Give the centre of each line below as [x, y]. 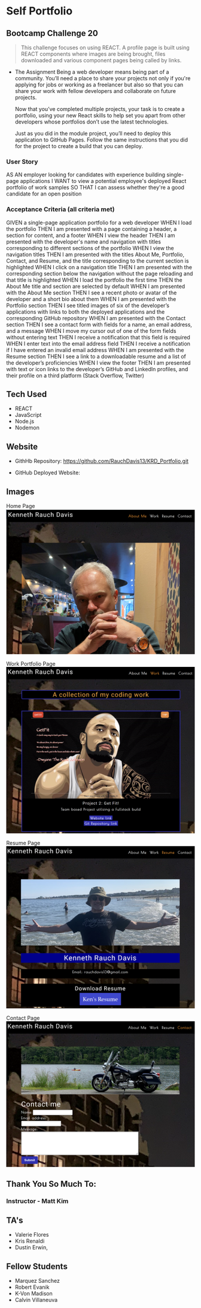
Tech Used [27, 394]
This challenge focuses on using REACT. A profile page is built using [105, 47]
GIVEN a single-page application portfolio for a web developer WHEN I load [99, 222]
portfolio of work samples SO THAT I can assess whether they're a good [95, 188]
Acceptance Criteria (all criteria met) [60, 209]
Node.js [25, 422]
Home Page [21, 506]
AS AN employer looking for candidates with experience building [86, 175]
